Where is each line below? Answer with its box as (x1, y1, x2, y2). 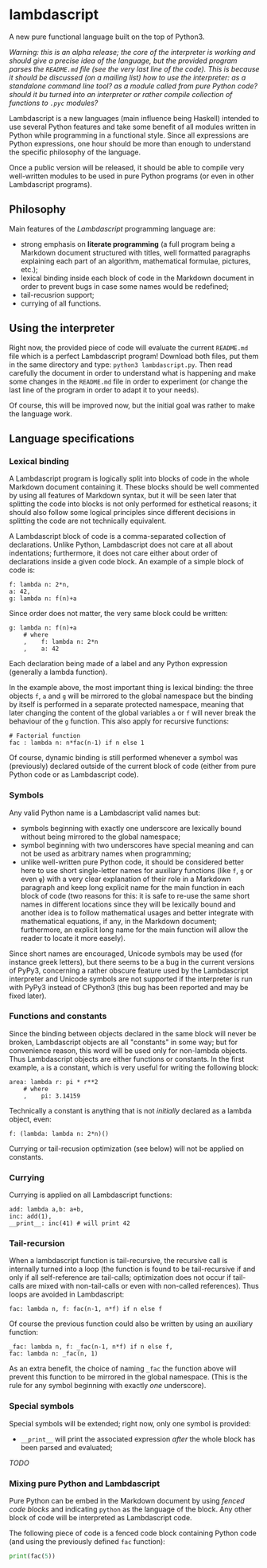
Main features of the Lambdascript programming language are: (9, 224, 216, 233)
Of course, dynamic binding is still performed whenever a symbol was (9, 753, 238, 763)
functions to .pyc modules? (9, 98, 99, 107)
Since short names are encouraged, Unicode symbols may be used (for (9, 949, 243, 958)
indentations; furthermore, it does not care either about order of (9, 548, 218, 558)
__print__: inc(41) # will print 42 (9, 1219, 130, 1227)
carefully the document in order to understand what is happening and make (9, 368, 257, 377)
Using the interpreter (9, 322, 115, 335)
